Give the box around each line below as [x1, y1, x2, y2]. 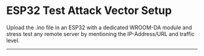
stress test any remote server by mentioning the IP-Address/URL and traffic [6, 30, 195, 37]
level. [6, 37, 20, 44]
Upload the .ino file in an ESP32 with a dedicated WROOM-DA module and [6, 24, 192, 31]
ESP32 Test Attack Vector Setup [6, 4, 172, 18]
